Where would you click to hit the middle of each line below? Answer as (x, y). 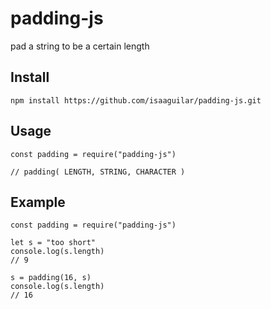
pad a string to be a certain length (80, 46)
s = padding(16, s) (51, 278)
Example (38, 202)
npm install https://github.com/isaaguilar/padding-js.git (136, 100)
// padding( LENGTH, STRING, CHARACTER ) (98, 172)
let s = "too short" (53, 243)
